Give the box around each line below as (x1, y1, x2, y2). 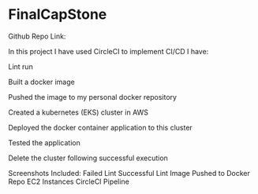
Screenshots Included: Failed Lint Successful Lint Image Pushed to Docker (8, 168, 251, 178)
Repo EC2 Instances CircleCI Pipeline (8, 177, 130, 186)
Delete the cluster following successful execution (8, 153, 168, 163)
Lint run (8, 61, 33, 71)
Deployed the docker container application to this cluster (8, 123, 193, 132)
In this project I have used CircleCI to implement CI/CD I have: (8, 46, 209, 56)
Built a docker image (8, 77, 75, 86)
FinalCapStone (8, 5, 107, 24)
